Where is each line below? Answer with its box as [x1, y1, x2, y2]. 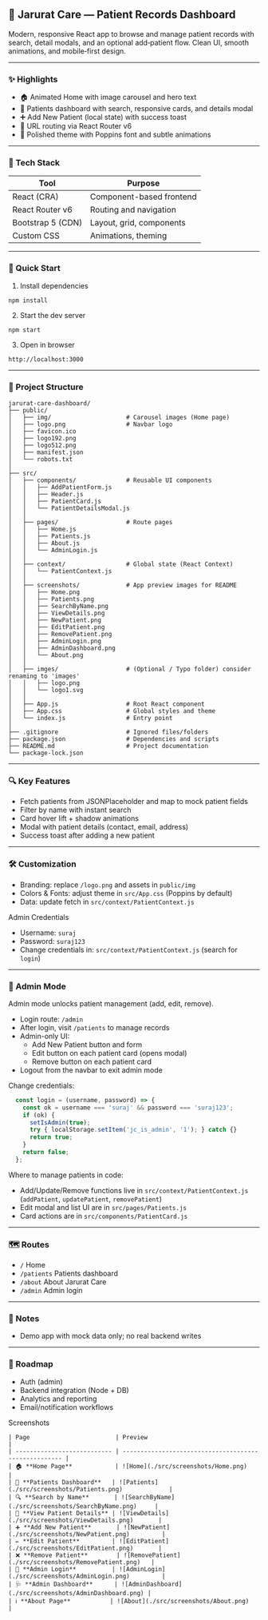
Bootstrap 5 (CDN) [12, 217, 82, 229]
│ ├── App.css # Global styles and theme [8, 707, 216, 715]
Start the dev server [19, 310, 86, 320]
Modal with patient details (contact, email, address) [19, 822, 189, 832]
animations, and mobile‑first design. [8, 46, 126, 56]
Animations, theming [89, 230, 167, 241]
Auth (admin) [19, 1376, 64, 1387]
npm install [8, 297, 48, 304]
